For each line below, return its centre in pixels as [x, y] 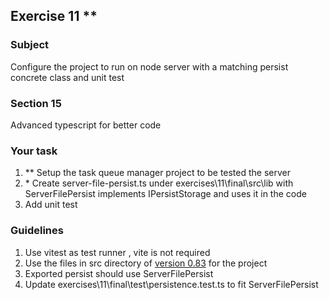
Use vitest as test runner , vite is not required [117, 252]
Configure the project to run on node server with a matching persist [149, 66]
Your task [34, 151]
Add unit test [51, 205]
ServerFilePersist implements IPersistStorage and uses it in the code [165, 194]
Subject [30, 45]
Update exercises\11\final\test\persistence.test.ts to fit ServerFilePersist [171, 284]
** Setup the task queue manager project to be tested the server [158, 173]
